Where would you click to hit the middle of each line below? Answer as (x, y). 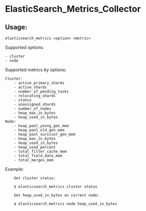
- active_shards (31, 87)
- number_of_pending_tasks (41, 92)
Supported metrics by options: (36, 70)
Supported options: (24, 47)
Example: (14, 169)
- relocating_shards (35, 96)
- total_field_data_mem (38, 156)
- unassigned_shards (35, 104)
